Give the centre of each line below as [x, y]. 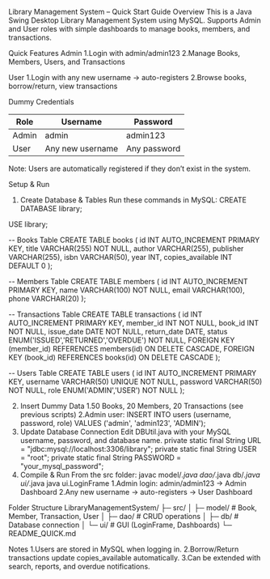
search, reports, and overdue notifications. [80, 566]
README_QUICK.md [42, 533]
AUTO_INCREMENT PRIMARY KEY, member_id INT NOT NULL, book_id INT [134, 323]
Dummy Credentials [41, 102]
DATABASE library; [51, 209]
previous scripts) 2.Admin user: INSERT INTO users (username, [126, 415]
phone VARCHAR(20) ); [47, 298]
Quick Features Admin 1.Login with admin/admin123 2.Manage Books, [124, 53]
